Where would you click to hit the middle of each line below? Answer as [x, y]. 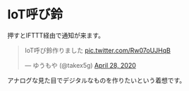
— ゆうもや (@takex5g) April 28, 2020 [80, 65]
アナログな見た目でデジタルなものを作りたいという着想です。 [97, 80]
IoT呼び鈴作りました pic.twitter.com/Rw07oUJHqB [97, 50]
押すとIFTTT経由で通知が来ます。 [56, 35]
